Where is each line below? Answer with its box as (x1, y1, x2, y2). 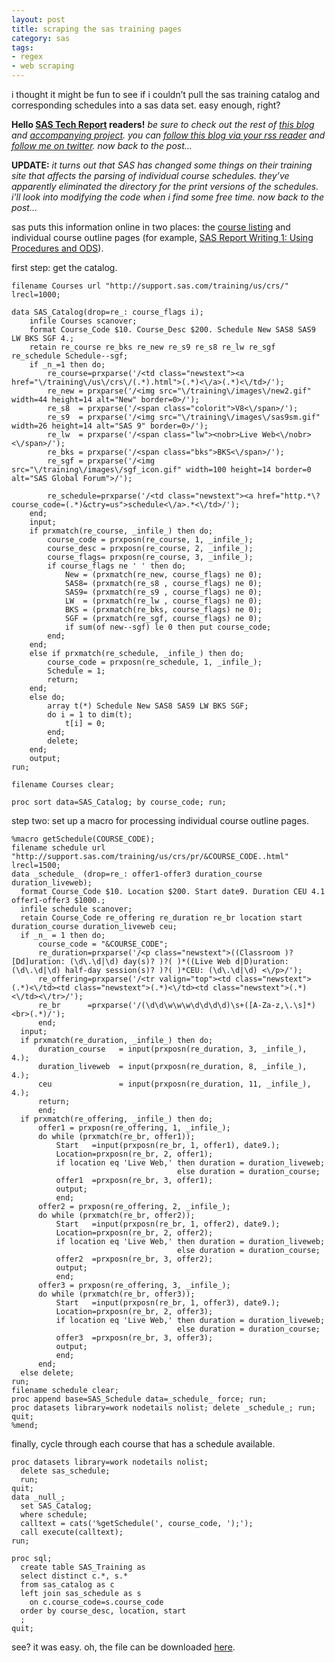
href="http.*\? (257, 491, 321, 501)
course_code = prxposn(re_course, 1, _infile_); (47, 535, 254, 545)
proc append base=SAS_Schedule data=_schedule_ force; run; (11, 1394, 268, 1404)
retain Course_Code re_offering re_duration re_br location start (20, 913, 303, 923)
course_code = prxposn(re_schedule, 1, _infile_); (47, 657, 263, 667)
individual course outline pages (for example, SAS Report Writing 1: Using (11, 232, 314, 243)
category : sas (11, 33, 71, 43)
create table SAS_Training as (20, 1562, 146, 1572)
